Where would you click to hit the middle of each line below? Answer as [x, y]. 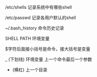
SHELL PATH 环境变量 [27, 38]
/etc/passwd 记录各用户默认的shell [41, 18]
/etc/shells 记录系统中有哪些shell [39, 7]
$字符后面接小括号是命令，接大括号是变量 [48, 49]
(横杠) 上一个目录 [30, 70]
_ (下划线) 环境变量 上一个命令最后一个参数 [49, 59]
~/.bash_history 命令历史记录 [35, 28]
